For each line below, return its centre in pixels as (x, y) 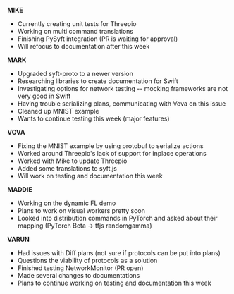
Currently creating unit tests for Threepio (77, 24)
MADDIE (20, 189)
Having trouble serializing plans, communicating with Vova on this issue (122, 104)
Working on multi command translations (75, 31)
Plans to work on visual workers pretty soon (81, 210)
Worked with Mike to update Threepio (72, 161)
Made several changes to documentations (79, 275)
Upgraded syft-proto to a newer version (75, 74)
